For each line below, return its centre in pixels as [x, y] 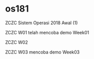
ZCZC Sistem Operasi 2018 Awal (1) [41, 23]
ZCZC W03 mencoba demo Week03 [42, 52]
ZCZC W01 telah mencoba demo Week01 [47, 32]
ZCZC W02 [17, 42]
